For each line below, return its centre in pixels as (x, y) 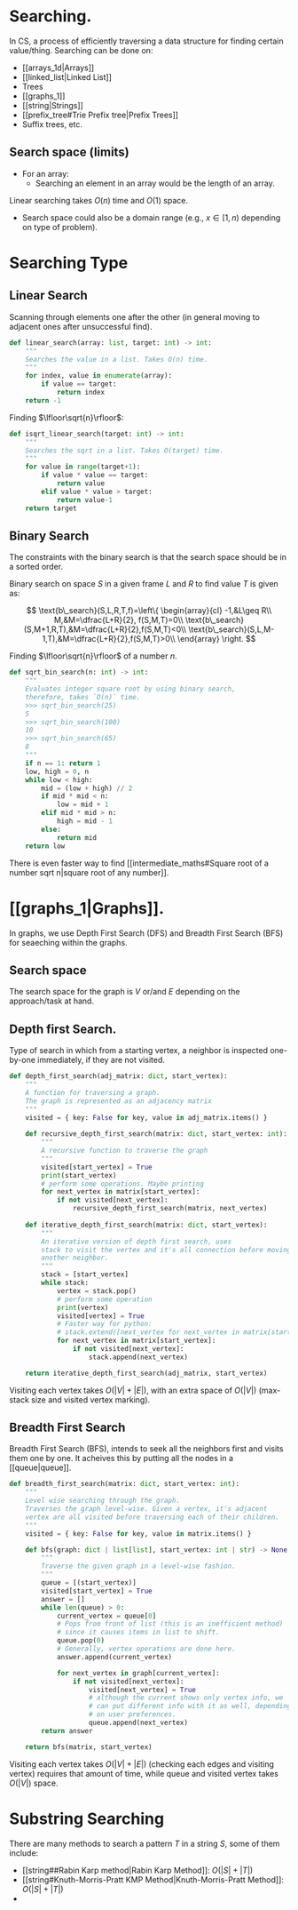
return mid (77, 837)
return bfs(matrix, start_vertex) (89, 1747)
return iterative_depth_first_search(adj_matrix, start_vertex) (146, 1373)
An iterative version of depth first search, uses (137, 1242)
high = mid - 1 (85, 821)
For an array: (45, 173)
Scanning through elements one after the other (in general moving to (134, 316)
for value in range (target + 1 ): (83, 467)
